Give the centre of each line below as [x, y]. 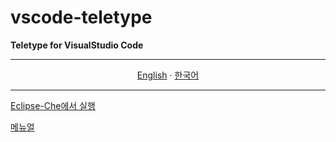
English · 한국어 [168, 75]
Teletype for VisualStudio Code [77, 45]
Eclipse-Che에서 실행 [53, 105]
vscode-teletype [81, 17]
